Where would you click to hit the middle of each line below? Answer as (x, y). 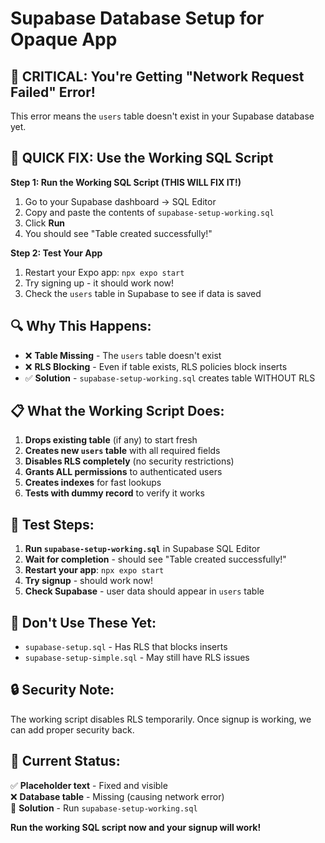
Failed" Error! (53, 92)
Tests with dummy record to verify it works (114, 493)
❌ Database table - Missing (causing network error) (117, 796)
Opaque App (64, 39)
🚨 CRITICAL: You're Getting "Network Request (157, 76)
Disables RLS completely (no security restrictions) (129, 461)
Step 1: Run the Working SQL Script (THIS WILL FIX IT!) (126, 182)
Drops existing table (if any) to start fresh (111, 440)
